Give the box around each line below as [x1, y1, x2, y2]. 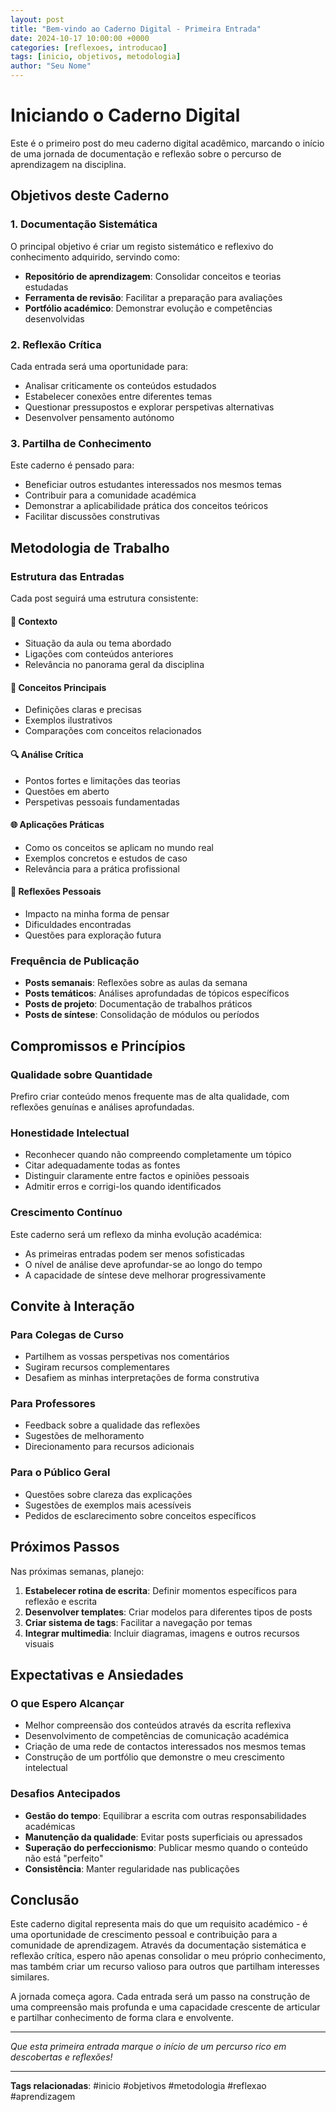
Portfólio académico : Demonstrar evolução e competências [24, 302, 273, 314]
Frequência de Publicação [10, 954, 140, 968]
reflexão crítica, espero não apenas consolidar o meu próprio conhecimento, [10, 1950, 326, 1962]
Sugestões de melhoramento [24, 1430, 145, 1442]
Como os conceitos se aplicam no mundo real [24, 841, 214, 853]
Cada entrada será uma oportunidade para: [10, 360, 189, 372]
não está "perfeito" [24, 1852, 104, 1864]
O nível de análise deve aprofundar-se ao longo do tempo [24, 1258, 263, 1270]
